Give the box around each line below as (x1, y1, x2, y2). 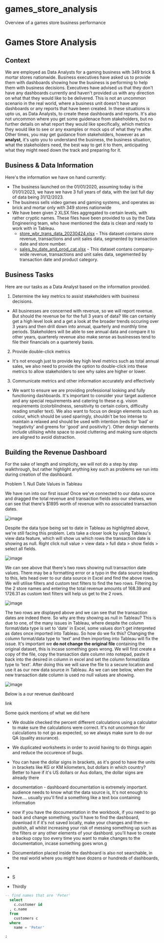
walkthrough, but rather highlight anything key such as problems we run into (5, 466, 159, 472)
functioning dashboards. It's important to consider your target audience (12, 392, 157, 398)
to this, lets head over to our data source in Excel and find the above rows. (5, 575, 155, 581)
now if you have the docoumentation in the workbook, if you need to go (12, 809, 156, 815)
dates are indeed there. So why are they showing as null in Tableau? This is (5, 615, 156, 621)
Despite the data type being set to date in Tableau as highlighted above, (5, 525, 150, 531)
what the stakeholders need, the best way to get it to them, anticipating (5, 142, 148, 148)
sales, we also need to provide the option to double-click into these (12, 363, 148, 369)
